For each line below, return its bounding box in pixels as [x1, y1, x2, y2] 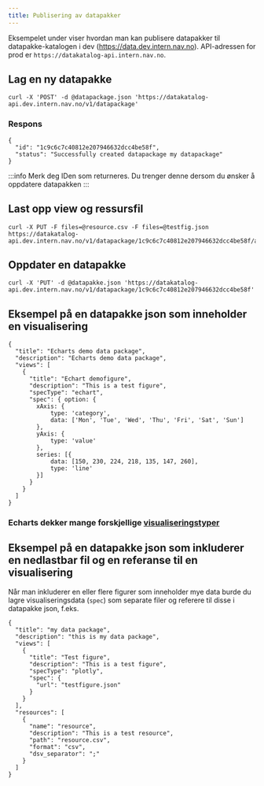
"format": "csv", [28, 743, 86, 751]
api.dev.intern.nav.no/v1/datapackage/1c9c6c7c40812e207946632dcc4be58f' [8, 286, 255, 294]
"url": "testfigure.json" [36, 680, 122, 689]
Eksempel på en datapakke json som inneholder [8, 307, 247, 321]
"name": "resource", [28, 722, 97, 730]
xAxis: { [36, 402, 65, 410]
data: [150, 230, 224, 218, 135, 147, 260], [49, 458, 199, 465]
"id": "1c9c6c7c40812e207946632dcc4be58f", [15, 143, 159, 151]
